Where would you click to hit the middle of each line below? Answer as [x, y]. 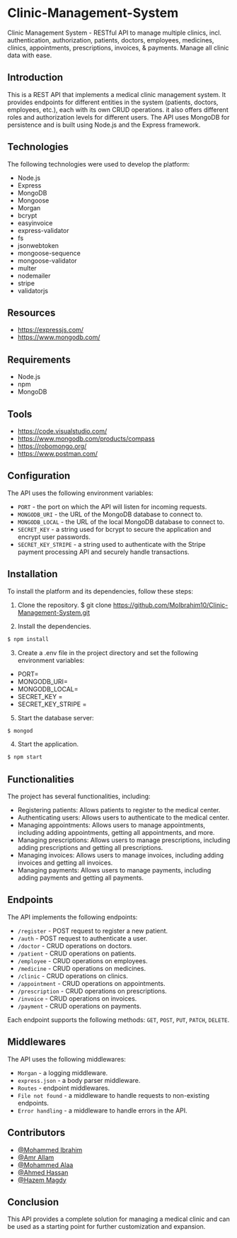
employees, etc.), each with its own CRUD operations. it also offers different [118, 109]
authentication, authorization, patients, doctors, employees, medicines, [111, 40]
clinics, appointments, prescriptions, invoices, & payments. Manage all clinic [118, 47]
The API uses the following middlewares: [67, 1059]
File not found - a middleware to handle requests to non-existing [114, 1095]
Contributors [36, 1133]
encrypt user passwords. [54, 537]
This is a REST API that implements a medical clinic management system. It [117, 94]
